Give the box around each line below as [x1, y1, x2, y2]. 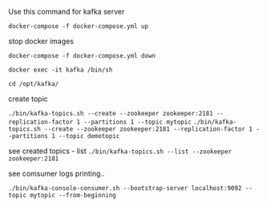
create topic [8, 94, 48, 103]
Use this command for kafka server [8, 7, 125, 16]
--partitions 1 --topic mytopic [83, 118, 192, 126]
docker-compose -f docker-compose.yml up [8, 22, 149, 30]
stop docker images [8, 36, 75, 46]
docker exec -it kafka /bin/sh [8, 66, 113, 74]
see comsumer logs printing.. [8, 168, 105, 178]
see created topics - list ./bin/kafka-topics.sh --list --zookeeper [8, 146, 233, 156]
